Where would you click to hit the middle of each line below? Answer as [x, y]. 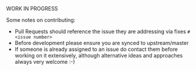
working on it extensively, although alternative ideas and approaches [99, 55]
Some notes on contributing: [41, 20]
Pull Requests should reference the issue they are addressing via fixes [100, 31]
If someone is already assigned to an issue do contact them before [96, 49]
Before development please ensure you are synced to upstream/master [102, 43]
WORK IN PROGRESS [32, 9]
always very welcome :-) [45, 62]
